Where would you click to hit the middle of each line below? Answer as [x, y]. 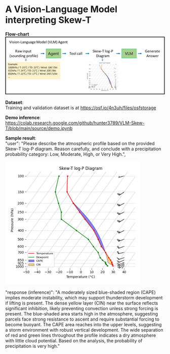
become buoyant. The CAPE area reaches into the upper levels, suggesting [83, 325]
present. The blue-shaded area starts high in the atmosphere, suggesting [82, 314]
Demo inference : [23, 118]
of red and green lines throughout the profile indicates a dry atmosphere [81, 335]
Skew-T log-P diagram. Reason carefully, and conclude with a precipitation [83, 149]
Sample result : [21, 138]
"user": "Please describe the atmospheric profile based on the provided [80, 144]
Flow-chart [17, 34]
